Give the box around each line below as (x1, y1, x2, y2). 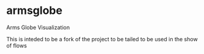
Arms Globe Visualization (6, 24, 70, 31)
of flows (6, 42, 28, 49)
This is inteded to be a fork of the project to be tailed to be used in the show (6, 35, 198, 42)
